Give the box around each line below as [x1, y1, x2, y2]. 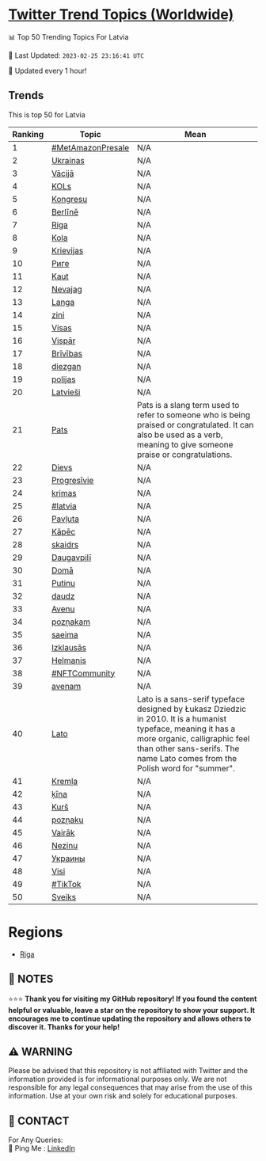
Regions [8, 923, 63, 941]
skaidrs [51, 539, 79, 550]
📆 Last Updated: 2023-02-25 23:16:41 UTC [8, 50, 145, 60]
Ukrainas [51, 154, 85, 166]
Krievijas [51, 245, 84, 256]
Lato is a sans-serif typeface [137, 693, 245, 704]
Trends [8, 89, 44, 102]
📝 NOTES [8, 973, 54, 986]
